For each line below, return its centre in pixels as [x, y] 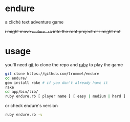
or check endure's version [31, 106]
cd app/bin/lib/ [22, 92]
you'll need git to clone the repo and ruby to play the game [64, 64]
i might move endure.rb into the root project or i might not [63, 31]
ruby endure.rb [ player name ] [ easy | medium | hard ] [65, 96]
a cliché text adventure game [34, 22]
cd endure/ [16, 78]
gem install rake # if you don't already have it [57, 83]
